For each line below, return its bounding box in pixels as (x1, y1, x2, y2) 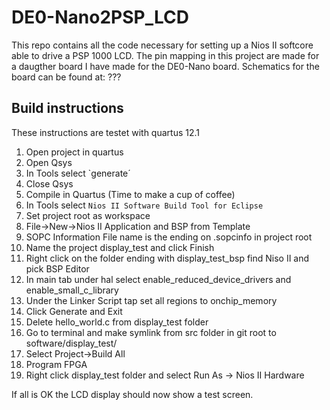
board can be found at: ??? (11, 71, 122, 83)
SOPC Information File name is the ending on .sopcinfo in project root (25, 231, 313, 243)
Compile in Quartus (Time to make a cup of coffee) (25, 188, 236, 200)
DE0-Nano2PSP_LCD (11, 6, 189, 29)
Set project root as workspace (25, 209, 151, 221)
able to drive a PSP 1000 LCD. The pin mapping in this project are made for (11, 49, 320, 61)
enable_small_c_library (25, 284, 119, 296)
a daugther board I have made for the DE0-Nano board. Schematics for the (11, 60, 320, 72)
